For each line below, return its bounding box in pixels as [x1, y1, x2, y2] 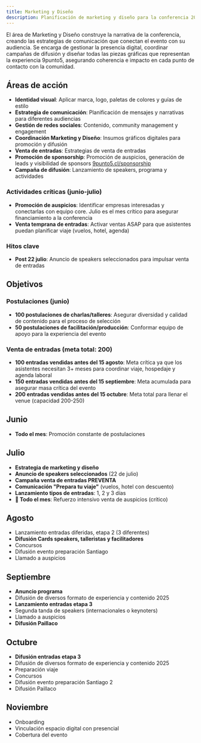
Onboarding [14, 718, 45, 726]
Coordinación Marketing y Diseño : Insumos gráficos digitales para [14, 135, 181, 142]
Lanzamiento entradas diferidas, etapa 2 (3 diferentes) [14, 529, 150, 536]
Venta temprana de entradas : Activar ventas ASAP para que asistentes [14, 220, 191, 228]
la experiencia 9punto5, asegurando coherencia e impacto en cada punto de [6, 56, 194, 64]
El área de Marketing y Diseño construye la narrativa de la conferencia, [6, 31, 181, 38]
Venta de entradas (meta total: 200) [6, 345, 112, 353]
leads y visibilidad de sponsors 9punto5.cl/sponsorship [14, 160, 151, 167]
